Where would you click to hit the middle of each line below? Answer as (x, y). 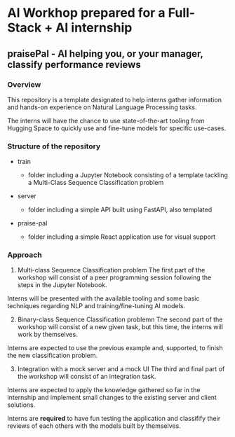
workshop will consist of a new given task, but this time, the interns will (120, 327)
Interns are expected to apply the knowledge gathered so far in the (104, 390)
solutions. (21, 405)
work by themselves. (48, 335)
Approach (25, 255)
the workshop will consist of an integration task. (87, 377)
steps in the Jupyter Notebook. (62, 285)
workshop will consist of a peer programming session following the (114, 277)
